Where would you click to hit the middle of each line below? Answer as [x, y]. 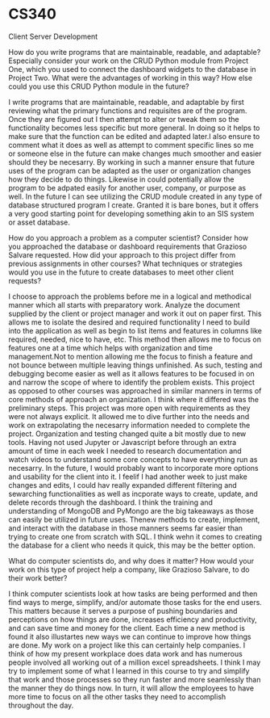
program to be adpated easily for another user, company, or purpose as [127, 187]
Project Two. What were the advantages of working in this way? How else [130, 78]
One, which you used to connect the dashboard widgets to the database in [132, 69]
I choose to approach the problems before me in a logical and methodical [130, 296]
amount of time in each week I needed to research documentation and [125, 451]
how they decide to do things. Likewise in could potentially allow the [121, 179]
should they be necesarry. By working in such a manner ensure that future [132, 162]
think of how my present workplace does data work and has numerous [126, 653]
